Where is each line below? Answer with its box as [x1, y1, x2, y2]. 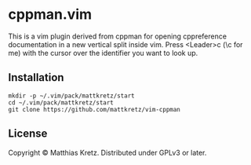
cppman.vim [8, 5, 93, 24]
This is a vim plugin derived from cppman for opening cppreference [8, 31, 227, 41]
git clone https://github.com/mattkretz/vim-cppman [8, 105, 180, 113]
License [8, 127, 48, 141]
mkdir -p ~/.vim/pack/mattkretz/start [8, 92, 135, 100]
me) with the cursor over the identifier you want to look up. [8, 48, 198, 57]
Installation [8, 71, 64, 84]
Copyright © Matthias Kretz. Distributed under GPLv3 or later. [8, 148, 207, 157]
